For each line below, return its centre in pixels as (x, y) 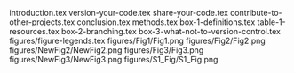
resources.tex (34, 31)
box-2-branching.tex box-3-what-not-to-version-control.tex (171, 31)
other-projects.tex (42, 22)
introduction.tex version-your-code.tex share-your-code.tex (119, 13)
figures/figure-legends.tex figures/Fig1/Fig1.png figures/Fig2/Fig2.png (138, 40)
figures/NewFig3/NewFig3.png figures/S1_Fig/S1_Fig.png (114, 59)
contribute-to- (256, 13)
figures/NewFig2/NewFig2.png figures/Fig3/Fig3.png (107, 50)
